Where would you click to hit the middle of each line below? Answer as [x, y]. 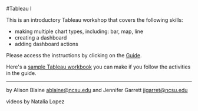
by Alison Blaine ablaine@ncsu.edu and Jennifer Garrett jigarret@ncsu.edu [97, 90]
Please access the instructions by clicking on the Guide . [74, 55]
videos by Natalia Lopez [35, 102]
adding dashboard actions [46, 44]
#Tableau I [19, 9]
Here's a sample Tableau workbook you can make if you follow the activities [98, 67]
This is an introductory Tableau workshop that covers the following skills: [95, 20]
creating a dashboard [41, 37]
